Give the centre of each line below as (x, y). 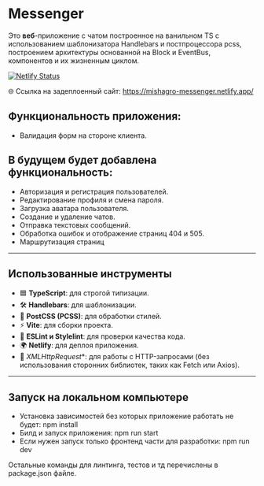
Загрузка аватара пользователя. (74, 208)
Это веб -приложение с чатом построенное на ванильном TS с (114, 35)
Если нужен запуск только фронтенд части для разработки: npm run (134, 441)
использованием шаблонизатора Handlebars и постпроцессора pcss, (125, 43)
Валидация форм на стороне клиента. (83, 135)
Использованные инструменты (90, 274)
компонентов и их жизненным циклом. (74, 61)
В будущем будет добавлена (82, 160)
